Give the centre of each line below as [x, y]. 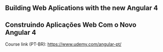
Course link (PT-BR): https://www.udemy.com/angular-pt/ [63, 44]
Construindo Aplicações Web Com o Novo [71, 25]
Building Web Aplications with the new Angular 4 [81, 8]
